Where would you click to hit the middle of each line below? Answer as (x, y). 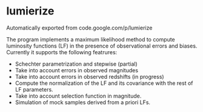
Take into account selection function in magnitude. (78, 96)
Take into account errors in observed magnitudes (76, 70)
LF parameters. (34, 89)
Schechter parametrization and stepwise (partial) (76, 64)
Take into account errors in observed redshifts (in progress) (90, 76)
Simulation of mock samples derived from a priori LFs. (82, 102)
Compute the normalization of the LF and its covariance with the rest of (104, 83)
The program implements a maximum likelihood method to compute (91, 39)
